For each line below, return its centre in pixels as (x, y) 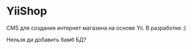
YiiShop (27, 11)
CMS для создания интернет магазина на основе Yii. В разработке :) (96, 28)
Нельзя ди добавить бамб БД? (47, 39)
